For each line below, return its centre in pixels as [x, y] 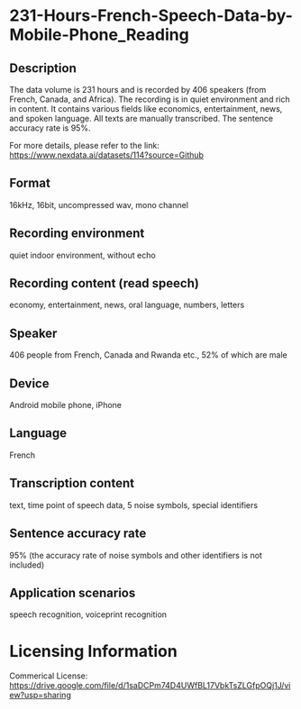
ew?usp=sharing [41, 695]
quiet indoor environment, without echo [82, 255]
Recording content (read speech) [105, 283]
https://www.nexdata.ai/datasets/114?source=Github [107, 155]
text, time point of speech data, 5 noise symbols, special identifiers [134, 504]
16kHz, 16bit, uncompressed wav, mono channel [99, 205]
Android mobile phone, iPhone [66, 405]
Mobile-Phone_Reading [99, 35]
